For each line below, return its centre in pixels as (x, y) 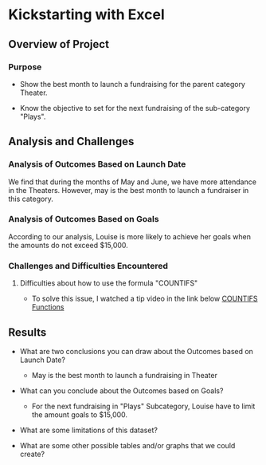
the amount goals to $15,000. (80, 414)
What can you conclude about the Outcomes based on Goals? (121, 390)
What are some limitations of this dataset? (88, 430)
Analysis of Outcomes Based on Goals (84, 219)
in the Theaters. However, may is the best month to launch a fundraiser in (129, 190)
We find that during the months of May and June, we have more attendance (133, 182)
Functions (48, 307)
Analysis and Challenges (71, 142)
